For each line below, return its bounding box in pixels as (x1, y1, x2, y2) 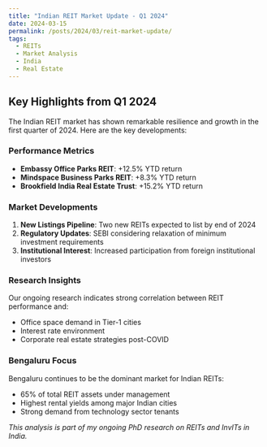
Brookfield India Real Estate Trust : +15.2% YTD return (19, 180, 203, 191)
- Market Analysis (15, 50, 79, 58)
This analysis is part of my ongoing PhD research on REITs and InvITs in (8, 422, 250, 432)
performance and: (8, 302, 69, 311)
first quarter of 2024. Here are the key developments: (8, 125, 187, 135)
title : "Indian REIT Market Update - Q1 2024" (8, 11, 169, 20)
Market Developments (8, 201, 98, 212)
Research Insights (8, 275, 81, 286)
